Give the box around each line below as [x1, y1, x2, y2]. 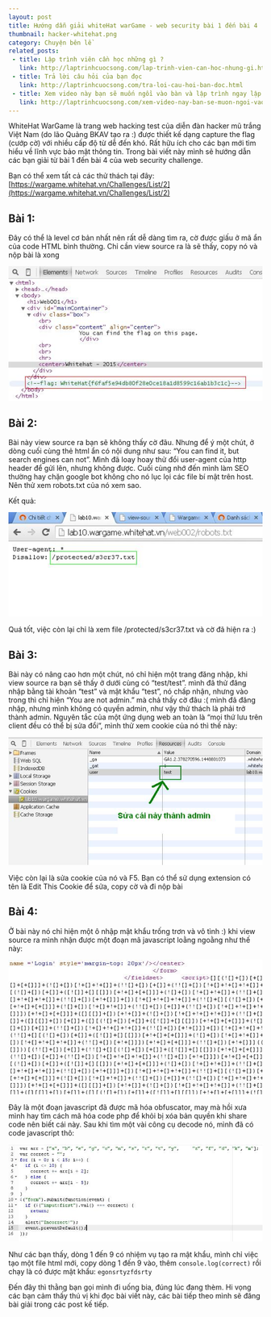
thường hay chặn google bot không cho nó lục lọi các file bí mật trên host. [8, 472, 254, 481]
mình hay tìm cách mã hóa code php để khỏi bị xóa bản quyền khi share [8, 1111, 248, 1120]
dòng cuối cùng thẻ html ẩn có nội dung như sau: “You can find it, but [8, 446, 240, 456]
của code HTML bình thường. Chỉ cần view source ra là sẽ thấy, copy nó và [8, 242, 258, 252]
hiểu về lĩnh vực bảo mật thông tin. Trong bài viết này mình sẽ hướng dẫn [8, 147, 252, 156]
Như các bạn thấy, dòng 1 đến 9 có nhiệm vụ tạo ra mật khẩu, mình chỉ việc [8, 1249, 259, 1259]
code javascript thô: [8, 1127, 75, 1137]
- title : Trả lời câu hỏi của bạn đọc [11, 73, 143, 81]
